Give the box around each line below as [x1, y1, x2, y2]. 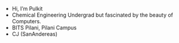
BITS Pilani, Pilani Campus [11, 24, 77, 31]
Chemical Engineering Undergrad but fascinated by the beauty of [11, 11, 174, 19]
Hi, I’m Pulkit [11, 5, 43, 12]
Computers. [11, 18, 41, 24]
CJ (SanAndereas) [11, 30, 58, 38]
